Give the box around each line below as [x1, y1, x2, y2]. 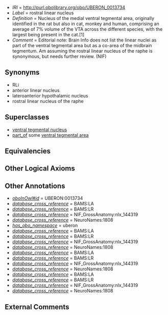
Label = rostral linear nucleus [12, 10, 74, 16]
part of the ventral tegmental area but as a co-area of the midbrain [12, 43, 152, 48]
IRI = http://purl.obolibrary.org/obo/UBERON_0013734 [12, 5, 126, 10]
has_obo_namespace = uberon [12, 222, 78, 228]
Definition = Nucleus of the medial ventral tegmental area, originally [12, 15, 154, 21]
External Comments [5, 302, 69, 311]
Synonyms [5, 68, 40, 77]
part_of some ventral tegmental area [12, 132, 89, 138]
